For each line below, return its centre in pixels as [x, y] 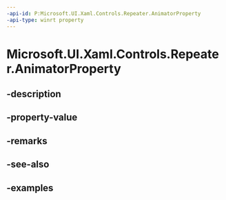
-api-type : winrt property [45, 20]
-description [34, 94]
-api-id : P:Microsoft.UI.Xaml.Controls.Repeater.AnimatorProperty [104, 13]
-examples [30, 188]
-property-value [42, 118]
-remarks [27, 141]
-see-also [28, 164]
